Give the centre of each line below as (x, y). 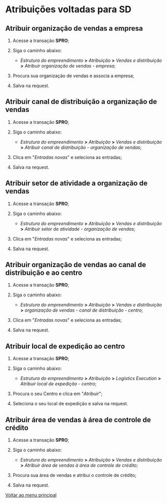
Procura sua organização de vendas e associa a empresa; (73, 76)
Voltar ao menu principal (31, 495)
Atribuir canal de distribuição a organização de (81, 102)
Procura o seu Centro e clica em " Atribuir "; (58, 394)
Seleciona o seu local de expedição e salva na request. (70, 404)
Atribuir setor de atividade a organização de (76, 183)
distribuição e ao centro (44, 273)
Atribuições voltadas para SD (68, 9)
